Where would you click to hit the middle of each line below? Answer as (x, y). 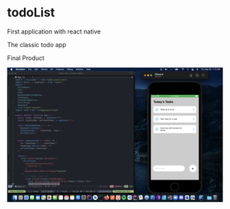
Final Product (26, 58)
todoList (31, 13)
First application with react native (54, 31)
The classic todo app (37, 44)
